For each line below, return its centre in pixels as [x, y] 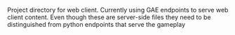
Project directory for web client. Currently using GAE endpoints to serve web [118, 10]
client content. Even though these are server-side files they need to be [109, 17]
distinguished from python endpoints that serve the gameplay [96, 24]
